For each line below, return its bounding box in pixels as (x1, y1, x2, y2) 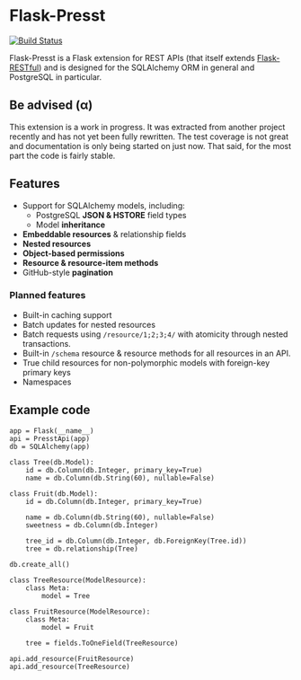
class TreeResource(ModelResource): (9, 576, 146, 585)
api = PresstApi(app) (9, 434, 91, 443)
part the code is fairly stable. (9, 150, 116, 161)
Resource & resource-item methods (22, 257, 159, 268)
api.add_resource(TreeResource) (9, 662, 130, 671)
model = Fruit (41, 623, 94, 631)
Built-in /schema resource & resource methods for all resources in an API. (22, 348, 291, 358)
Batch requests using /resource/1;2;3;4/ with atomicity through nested (22, 329, 288, 340)
